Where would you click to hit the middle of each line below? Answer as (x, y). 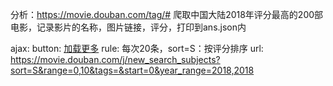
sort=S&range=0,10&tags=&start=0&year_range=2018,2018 (132, 70)
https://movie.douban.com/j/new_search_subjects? (115, 59)
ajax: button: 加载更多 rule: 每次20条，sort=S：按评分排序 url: (137, 48)
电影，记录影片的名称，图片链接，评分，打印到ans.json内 (128, 27)
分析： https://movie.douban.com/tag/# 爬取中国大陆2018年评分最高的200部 (167, 14)
